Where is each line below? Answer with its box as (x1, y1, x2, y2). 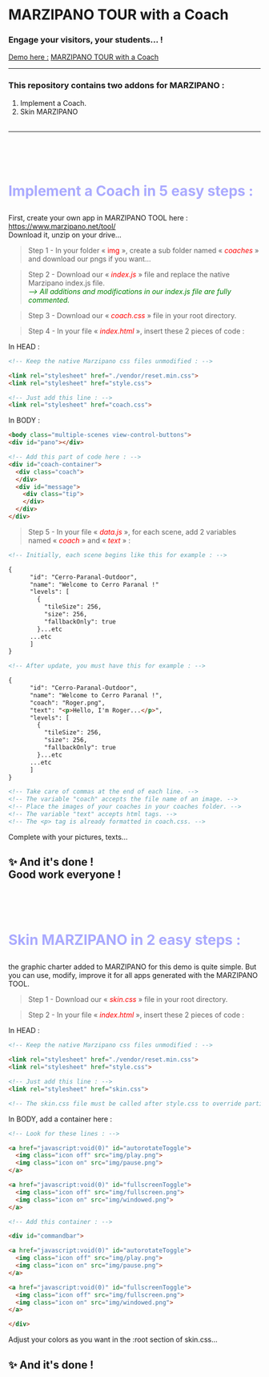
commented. (27, 295, 70, 305)
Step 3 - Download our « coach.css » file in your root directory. (27, 310, 237, 320)
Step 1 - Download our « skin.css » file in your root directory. (27, 995, 228, 1004)
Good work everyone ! (8, 868, 122, 882)
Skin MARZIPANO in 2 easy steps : (8, 931, 242, 949)
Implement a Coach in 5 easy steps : (8, 182, 254, 200)
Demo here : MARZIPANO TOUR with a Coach (8, 52, 159, 62)
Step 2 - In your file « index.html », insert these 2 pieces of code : (27, 1010, 245, 1020)
